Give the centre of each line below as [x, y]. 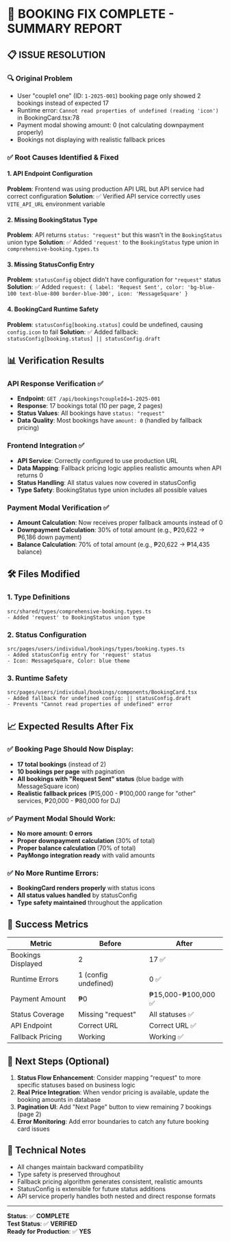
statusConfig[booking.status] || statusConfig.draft [84, 339]
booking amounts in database [59, 1100]
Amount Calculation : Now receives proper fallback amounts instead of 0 [120, 522]
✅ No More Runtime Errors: [53, 873]
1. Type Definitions [39, 597]
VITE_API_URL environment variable [56, 204]
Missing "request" [107, 1015]
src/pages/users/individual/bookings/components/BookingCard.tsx [102, 692]
